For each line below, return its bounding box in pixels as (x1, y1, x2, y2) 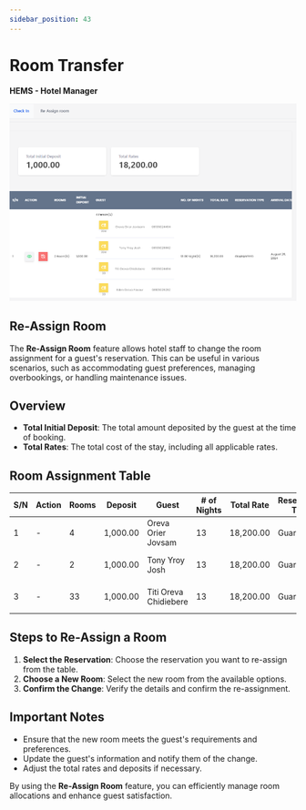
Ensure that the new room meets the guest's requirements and (22, 734, 258, 744)
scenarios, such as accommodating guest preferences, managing (9, 362, 256, 373)
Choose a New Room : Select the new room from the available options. (22, 673, 287, 684)
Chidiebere (147, 596, 189, 607)
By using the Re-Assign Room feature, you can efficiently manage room (9, 780, 280, 791)
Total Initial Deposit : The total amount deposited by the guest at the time (22, 422, 297, 433)
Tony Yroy (147, 554, 185, 565)
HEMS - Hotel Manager (9, 85, 98, 96)
